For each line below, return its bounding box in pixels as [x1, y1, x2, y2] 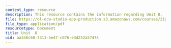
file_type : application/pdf [5, 21, 65, 26]
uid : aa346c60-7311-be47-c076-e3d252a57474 [5, 35, 99, 40]
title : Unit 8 [5, 30, 38, 35]
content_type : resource [5, 7, 56, 12]
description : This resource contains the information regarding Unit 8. [5, 12, 163, 17]
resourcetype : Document [5, 26, 56, 31]
